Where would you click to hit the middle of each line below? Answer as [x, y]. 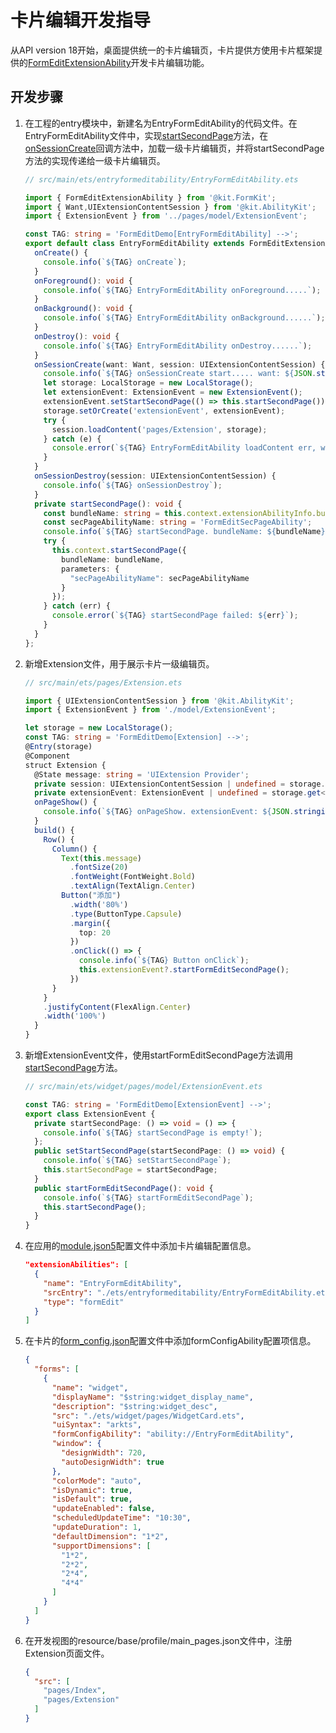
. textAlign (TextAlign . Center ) [132, 886]
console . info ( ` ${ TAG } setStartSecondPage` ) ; [137, 1161]
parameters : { [90, 569]
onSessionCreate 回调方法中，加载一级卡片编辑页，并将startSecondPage [174, 148]
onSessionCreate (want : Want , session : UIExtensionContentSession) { [180, 364]
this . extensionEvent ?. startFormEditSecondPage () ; [184, 970]
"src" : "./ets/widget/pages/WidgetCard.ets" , [148, 1416]
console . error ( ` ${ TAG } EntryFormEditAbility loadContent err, [184, 448]
